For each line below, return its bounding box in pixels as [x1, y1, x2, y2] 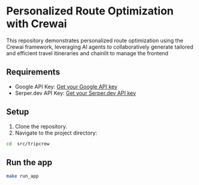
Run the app [6, 157, 52, 168]
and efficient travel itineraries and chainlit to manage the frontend [6, 49, 168, 56]
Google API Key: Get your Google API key [14, 83, 118, 90]
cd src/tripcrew [6, 141, 50, 147]
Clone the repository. [14, 123, 67, 130]
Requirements [6, 67, 60, 77]
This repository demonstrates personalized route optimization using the [6, 37, 183, 44]
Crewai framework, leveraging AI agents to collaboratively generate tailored [6, 43, 194, 50]
